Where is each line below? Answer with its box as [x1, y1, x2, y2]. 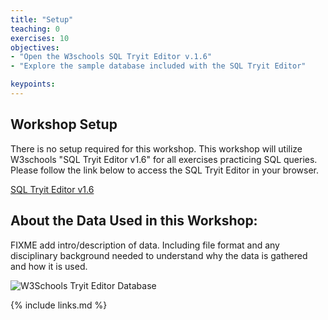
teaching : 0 [10, 24, 60, 34]
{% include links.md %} [10, 299, 108, 311]
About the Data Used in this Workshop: [10, 212, 258, 230]
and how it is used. [10, 260, 88, 272]
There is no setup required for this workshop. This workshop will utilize [10, 142, 303, 155]
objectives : [10, 42, 60, 53]
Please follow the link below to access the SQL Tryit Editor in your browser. [10, 164, 319, 176]
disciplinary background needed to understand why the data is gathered [10, 249, 308, 261]
